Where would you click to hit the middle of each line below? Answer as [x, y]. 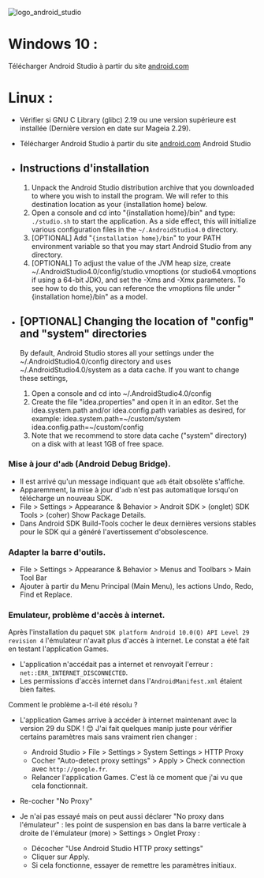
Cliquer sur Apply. [61, 857]
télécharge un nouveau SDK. [66, 498]
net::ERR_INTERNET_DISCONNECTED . [74, 673]
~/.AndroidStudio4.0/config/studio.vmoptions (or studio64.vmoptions [144, 271]
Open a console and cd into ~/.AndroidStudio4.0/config [121, 393]
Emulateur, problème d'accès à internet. [87, 615]
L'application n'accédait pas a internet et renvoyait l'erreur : [116, 665]
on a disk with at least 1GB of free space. [97, 443]
